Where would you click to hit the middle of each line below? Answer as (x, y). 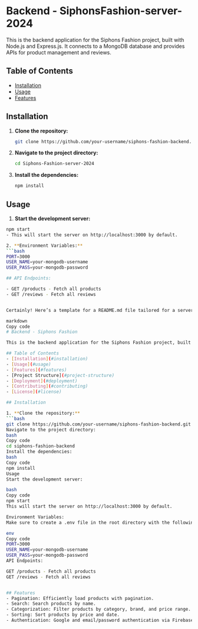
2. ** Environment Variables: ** (44, 246)
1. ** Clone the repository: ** (43, 413)
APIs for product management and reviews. (59, 52)
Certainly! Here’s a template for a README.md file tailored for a (91, 310)
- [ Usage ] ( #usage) (29, 364)
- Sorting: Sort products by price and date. (63, 615)
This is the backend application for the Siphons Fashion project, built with (95, 40)
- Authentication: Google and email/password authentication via (88, 620)
